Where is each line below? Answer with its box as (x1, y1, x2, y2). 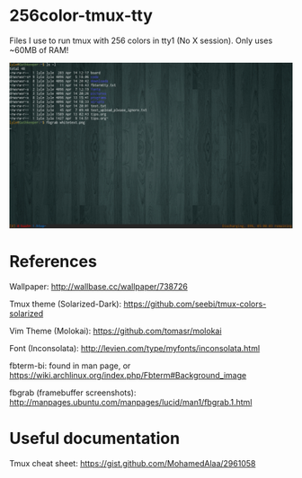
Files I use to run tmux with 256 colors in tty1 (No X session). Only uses (9, 35, 273, 46)
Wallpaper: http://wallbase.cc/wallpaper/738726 (9, 281, 189, 292)
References (9, 252, 97, 272)
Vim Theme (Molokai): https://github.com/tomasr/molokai (9, 325, 222, 337)
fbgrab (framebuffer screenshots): (9, 387, 137, 398)
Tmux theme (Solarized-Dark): (9, 298, 122, 310)
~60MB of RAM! (9, 44, 69, 55)
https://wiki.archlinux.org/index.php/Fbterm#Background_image (9, 370, 247, 381)
